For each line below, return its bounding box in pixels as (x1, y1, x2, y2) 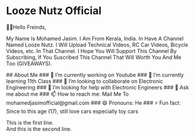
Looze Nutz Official (6, 4, 102, 18)
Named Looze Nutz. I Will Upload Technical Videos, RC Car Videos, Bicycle (6, 41, 189, 48)
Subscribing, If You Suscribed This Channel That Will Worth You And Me (6, 54, 181, 61)
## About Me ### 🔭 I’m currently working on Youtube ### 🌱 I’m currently (6, 71, 184, 78)
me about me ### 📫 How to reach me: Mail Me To (6, 90, 129, 98)
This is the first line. (6, 119, 54, 126)
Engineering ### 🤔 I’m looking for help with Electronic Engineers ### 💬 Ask (6, 83, 190, 91)
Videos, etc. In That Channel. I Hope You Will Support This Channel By (6, 47, 177, 54)
